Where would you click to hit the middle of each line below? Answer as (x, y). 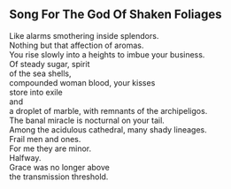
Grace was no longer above (60, 167)
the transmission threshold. (59, 177)
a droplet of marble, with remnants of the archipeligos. (108, 110)
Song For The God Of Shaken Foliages (115, 15)
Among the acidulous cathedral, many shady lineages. (108, 129)
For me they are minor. (50, 148)
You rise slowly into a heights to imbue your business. (107, 54)
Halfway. (25, 157)
